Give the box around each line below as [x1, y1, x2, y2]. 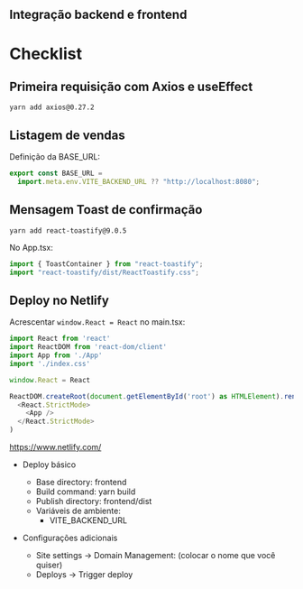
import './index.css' [9, 359, 91, 368]
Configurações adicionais [22, 532, 118, 544]
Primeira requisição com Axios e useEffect [9, 78, 253, 94]
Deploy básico [22, 459, 77, 470]
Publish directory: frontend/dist [35, 496, 152, 507]
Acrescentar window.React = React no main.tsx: [9, 317, 186, 327]
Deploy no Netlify [9, 292, 110, 308]
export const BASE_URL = [9, 169, 103, 179]
